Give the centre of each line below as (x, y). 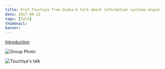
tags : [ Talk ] (18, 19)
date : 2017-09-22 (23, 14)
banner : (13, 28)
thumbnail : (16, 23)
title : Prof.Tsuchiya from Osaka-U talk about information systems (76, 10)
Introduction (17, 42)
